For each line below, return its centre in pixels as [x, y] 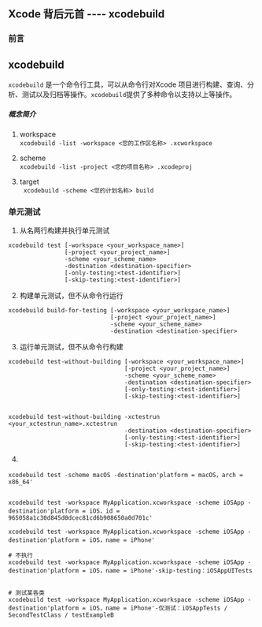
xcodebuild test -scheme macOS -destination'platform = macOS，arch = [126, 476]
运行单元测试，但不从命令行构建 [71, 347]
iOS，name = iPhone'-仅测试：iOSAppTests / [159, 608]
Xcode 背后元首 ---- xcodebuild [87, 14]
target [29, 182]
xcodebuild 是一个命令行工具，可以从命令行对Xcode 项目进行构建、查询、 [128, 84]
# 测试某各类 [26, 593]
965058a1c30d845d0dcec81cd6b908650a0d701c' [81, 518]
